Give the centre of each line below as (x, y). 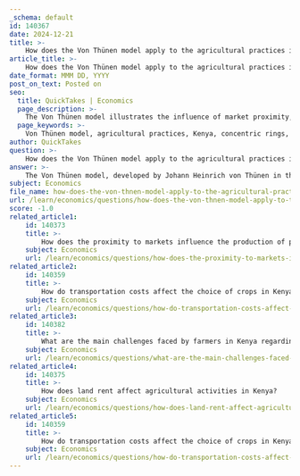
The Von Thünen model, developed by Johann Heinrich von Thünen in (153, 175)
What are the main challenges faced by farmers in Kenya (149, 341)
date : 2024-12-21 (42, 34)
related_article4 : (43, 366)
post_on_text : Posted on (55, 84)
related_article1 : (43, 217)
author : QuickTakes (46, 142)
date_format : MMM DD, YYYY (59, 76)
